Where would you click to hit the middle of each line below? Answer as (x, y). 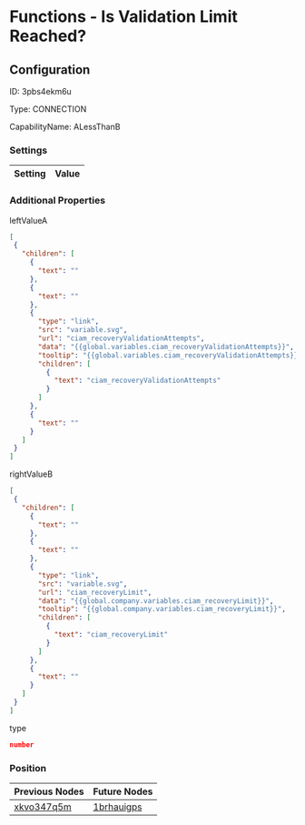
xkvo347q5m (43, 807)
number (22, 745)
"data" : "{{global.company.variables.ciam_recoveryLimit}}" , (156, 601)
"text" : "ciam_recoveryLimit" (111, 635)
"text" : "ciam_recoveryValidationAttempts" (138, 381)
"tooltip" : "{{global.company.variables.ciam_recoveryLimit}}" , (162, 609)
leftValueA (29, 220)
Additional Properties (58, 200)
